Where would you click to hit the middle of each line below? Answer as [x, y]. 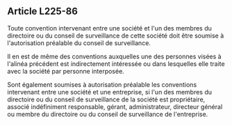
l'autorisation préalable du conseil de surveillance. [79, 43]
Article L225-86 [43, 11]
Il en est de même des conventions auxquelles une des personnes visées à [114, 56]
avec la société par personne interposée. [66, 71]
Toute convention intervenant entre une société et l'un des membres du [109, 28]
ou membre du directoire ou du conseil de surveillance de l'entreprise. [108, 114]
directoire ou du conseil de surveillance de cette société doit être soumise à [116, 35]
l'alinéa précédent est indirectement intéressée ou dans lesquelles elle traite [116, 64]
